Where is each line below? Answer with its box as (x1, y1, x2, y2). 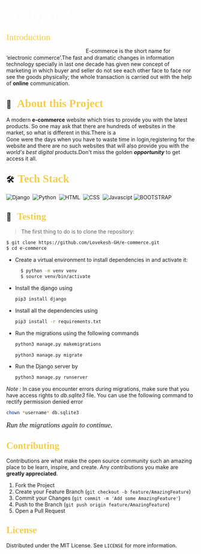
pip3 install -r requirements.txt (14, 319, 101, 325)
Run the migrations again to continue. (6, 421, 113, 429)
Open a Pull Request (14, 507, 66, 514)
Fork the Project (14, 481, 55, 488)
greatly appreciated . (6, 470, 58, 477)
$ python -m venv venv (20, 268, 77, 274)
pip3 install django (14, 296, 67, 302)
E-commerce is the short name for (86, 47, 171, 54)
